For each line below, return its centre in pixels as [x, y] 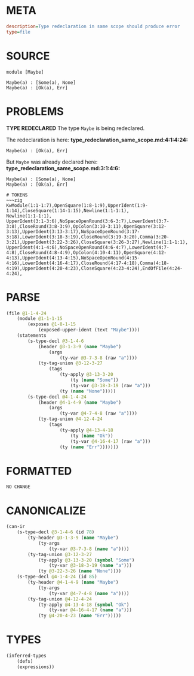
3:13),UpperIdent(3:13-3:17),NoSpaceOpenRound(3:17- [73, 231]
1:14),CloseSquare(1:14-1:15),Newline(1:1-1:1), [68, 210]
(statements [32, 336]
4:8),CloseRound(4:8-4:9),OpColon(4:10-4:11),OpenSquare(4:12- [87, 252]
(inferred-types [26, 656]
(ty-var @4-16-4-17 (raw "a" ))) [110, 441]
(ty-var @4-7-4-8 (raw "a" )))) [98, 414]
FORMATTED [39, 471]
